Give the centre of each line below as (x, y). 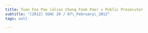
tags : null (16, 18)
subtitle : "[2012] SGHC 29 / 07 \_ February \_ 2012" (58, 14)
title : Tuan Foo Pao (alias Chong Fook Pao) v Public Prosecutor (74, 9)
